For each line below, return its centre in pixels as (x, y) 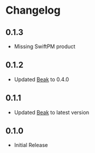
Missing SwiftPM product (45, 46)
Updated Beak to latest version (52, 112)
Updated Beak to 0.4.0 (41, 79)
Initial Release (31, 145)
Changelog (33, 10)
